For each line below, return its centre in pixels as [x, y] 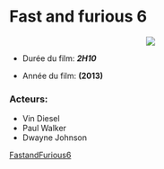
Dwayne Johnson [55, 138]
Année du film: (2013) [63, 76]
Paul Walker [44, 129]
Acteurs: [29, 99]
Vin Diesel [41, 119]
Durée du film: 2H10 [59, 58]
